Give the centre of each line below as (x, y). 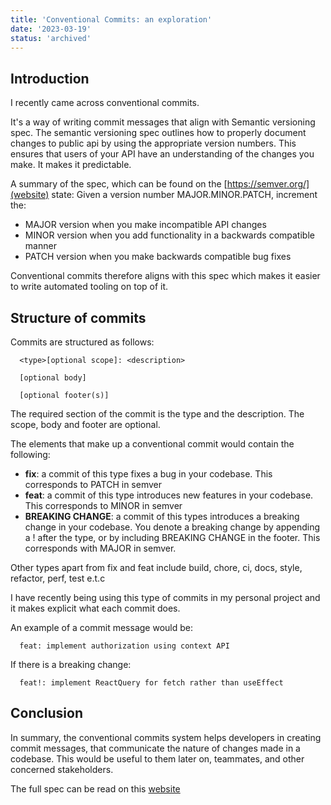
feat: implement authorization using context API (124, 646)
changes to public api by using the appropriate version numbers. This (153, 143)
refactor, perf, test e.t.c (58, 578)
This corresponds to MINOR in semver (103, 505)
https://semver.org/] (268, 184)
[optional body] (53, 378)
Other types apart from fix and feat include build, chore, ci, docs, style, (156, 567)
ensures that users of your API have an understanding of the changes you (162, 154)
